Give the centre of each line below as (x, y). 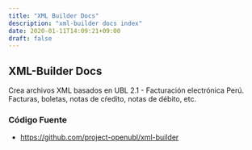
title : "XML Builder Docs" (54, 16)
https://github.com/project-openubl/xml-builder (99, 137)
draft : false (30, 38)
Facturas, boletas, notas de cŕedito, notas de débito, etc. (102, 99)
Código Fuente (38, 119)
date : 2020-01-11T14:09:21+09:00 (65, 31)
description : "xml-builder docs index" (76, 23)
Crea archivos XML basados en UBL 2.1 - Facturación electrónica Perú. (126, 90)
